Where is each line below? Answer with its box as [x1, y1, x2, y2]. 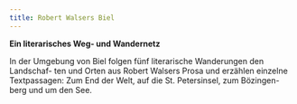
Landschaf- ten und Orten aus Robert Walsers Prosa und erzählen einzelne [9, 65, 289, 76]
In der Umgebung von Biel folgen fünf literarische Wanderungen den [9, 55, 265, 66]
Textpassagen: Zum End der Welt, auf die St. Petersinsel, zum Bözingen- [9, 74, 280, 86]
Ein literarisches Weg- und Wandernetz [9, 38, 161, 49]
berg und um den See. [9, 84, 93, 95]
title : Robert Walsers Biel [9, 13, 116, 23]
